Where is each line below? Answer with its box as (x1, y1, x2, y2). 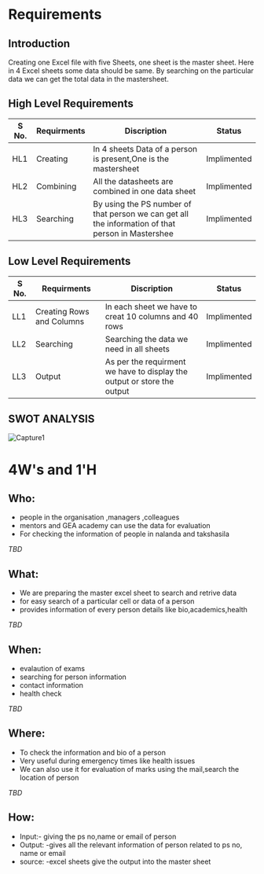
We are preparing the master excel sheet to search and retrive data (19, 588, 237, 598)
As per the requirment (104, 356, 186, 367)
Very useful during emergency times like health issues (19, 756, 196, 766)
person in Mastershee (93, 228, 174, 239)
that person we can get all (93, 208, 189, 219)
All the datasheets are (93, 175, 174, 186)
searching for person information (19, 672, 127, 681)
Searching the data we (104, 333, 189, 344)
